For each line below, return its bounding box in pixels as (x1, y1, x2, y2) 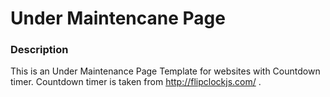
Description (10, 43, 69, 57)
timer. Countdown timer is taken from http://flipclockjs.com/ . (10, 76, 262, 88)
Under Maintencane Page (10, 7, 226, 30)
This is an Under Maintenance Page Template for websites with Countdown (10, 65, 321, 77)
